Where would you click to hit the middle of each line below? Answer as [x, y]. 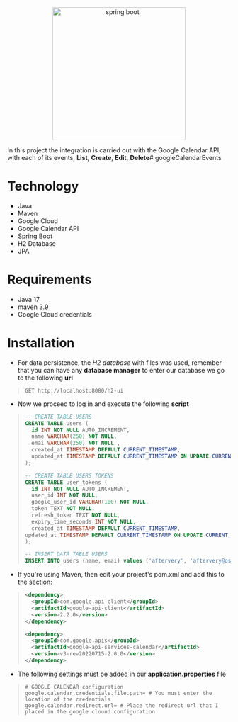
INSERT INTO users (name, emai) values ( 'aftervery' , [106, 561]
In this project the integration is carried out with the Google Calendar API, [114, 150]
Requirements [50, 280]
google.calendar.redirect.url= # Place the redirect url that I [121, 705]
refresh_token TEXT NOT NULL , [76, 515]
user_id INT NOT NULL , [65, 495]
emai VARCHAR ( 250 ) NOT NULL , [76, 443]
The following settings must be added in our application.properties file [122, 674]
